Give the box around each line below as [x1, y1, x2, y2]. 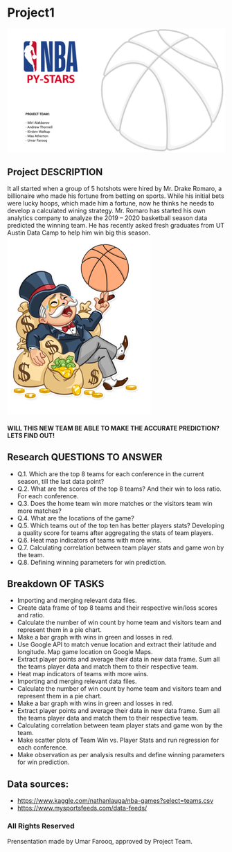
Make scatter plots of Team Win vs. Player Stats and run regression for [17, 736, 220, 745]
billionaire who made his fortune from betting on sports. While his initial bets [7, 192, 224, 200]
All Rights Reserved [7, 822, 75, 831]
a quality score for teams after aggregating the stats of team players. [17, 528, 214, 537]
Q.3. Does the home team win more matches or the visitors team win [17, 499, 213, 507]
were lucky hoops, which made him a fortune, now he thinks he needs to [7, 199, 215, 208]
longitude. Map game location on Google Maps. [17, 648, 153, 656]
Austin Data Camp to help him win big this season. [7, 228, 151, 237]
